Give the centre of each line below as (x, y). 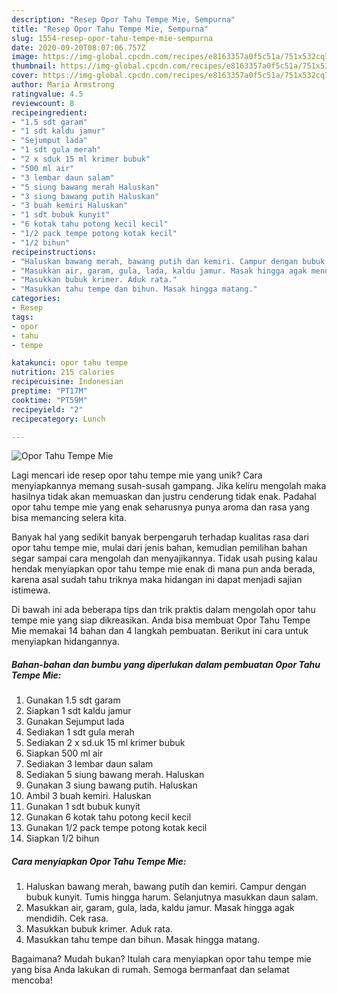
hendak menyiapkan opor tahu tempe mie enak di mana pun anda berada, (163, 569)
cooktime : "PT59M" (49, 400)
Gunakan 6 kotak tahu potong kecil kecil (108, 817)
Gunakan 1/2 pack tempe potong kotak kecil (116, 828)
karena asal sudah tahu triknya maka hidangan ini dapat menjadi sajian (157, 580)
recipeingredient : (49, 112)
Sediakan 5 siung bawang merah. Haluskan (115, 775)
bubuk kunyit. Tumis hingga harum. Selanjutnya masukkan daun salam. (172, 897)
